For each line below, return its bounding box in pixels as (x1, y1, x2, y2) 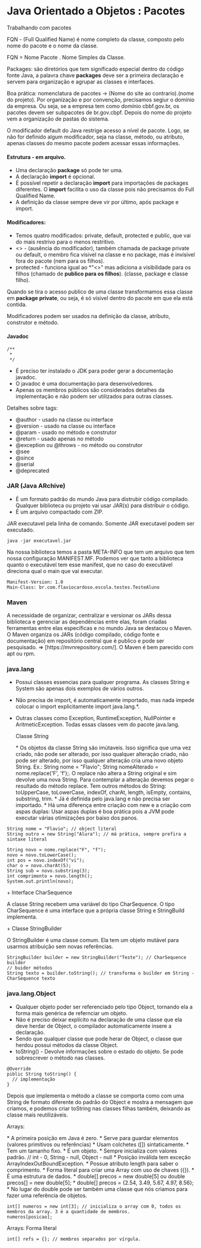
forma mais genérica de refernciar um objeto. (15, 1009, 128, 1016)
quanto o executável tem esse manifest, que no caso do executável (7, 561, 173, 568)
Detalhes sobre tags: (7, 404, 58, 412)
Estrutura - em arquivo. (7, 153, 66, 160)
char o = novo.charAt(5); (7, 863, 71, 869)
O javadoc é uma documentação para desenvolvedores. (15, 380, 154, 387)
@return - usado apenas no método (15, 435, 104, 442)
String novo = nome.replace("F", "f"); (7, 847, 106, 853)
